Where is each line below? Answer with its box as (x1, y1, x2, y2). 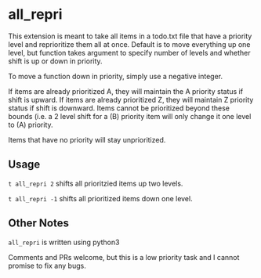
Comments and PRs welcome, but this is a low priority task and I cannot (8, 252, 240, 262)
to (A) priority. (8, 120, 53, 129)
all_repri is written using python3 (8, 237, 120, 247)
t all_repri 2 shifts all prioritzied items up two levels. (8, 179, 183, 188)
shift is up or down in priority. (8, 56, 103, 66)
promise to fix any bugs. (8, 261, 86, 270)
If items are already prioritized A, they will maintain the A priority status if (8, 86, 244, 96)
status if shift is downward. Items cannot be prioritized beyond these (8, 103, 230, 113)
